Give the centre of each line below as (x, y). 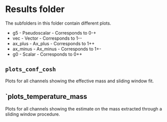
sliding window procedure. (33, 114)
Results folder (35, 9)
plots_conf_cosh (31, 70)
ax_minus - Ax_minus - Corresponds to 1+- (57, 49)
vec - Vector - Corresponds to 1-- (47, 38)
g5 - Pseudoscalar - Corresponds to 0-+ (54, 33)
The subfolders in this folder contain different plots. (58, 23)
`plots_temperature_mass (46, 97)
